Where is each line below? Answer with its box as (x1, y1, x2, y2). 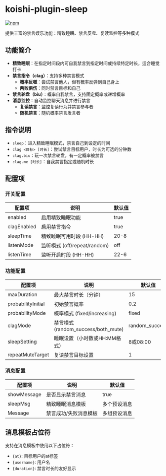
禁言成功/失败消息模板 (46, 409, 98, 416)
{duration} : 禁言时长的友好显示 (12, 465, 77, 471)
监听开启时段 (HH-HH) (41, 252, 94, 259)
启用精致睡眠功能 (41, 214, 81, 221)
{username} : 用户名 (12, 459, 50, 465)
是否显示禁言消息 (46, 391, 86, 398)
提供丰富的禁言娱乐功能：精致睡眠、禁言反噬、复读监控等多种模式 (5, 30, 139, 36)
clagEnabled (7, 223, 37, 230)
